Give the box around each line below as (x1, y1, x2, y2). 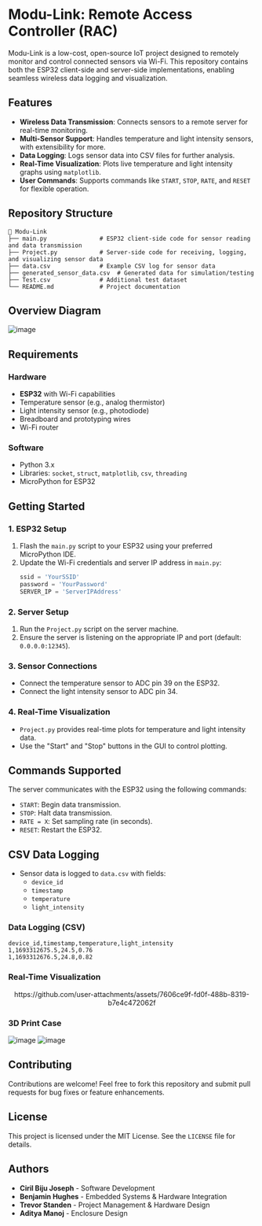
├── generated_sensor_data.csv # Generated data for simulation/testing (8, 269, 255, 277)
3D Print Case (8, 1017, 62, 1028)
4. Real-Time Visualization (8, 707, 111, 718)
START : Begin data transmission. (19, 800, 122, 810)
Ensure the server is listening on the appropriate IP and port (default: (19, 632, 242, 642)
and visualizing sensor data (8, 255, 104, 263)
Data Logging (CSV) (8, 922, 86, 933)
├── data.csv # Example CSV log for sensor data (8, 262, 216, 270)
